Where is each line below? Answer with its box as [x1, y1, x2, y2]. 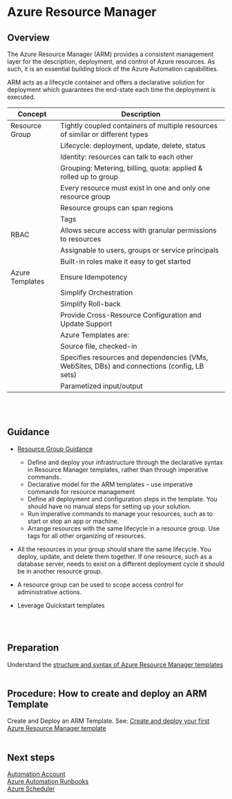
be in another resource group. [17, 567, 103, 575]
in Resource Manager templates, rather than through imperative [27, 465, 209, 474]
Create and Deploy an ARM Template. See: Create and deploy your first [7, 717, 210, 725]
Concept [17, 109, 47, 118]
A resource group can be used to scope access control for [17, 580, 184, 589]
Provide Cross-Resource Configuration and [60, 311, 202, 320]
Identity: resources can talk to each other [60, 152, 193, 161]
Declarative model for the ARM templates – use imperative [27, 480, 193, 488]
